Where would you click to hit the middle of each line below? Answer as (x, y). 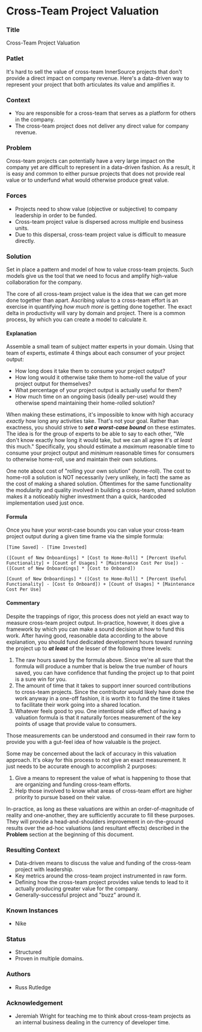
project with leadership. (44, 869)
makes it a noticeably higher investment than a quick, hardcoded (86, 497)
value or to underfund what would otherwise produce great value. (88, 180)
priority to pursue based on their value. (63, 797)
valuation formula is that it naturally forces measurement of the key (98, 717)
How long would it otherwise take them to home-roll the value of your (101, 378)
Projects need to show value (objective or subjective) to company (96, 209)
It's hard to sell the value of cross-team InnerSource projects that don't (94, 72)
